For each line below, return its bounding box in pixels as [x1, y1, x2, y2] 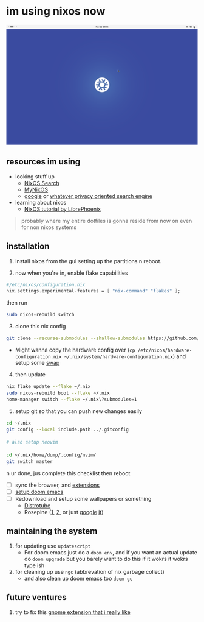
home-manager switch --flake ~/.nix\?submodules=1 [6, 396, 137, 403]
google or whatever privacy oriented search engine [24, 192, 153, 199]
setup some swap [15, 359, 60, 367]
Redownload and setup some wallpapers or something [15, 495, 152, 502]
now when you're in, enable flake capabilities [15, 269, 129, 277]
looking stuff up [15, 172, 55, 180]
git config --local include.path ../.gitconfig [6, 426, 129, 433]
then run [6, 299, 28, 306]
